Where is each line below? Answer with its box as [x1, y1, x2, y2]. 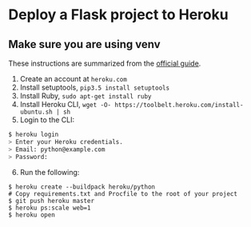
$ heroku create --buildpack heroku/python [8, 182, 156, 191]
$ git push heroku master [8, 197, 94, 205]
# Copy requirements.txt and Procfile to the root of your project [8, 189, 238, 197]
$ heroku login [8, 130, 59, 138]
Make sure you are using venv [8, 38, 161, 51]
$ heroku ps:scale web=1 [8, 204, 91, 212]
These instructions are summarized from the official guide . [8, 58, 201, 68]
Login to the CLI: [19, 115, 74, 125]
